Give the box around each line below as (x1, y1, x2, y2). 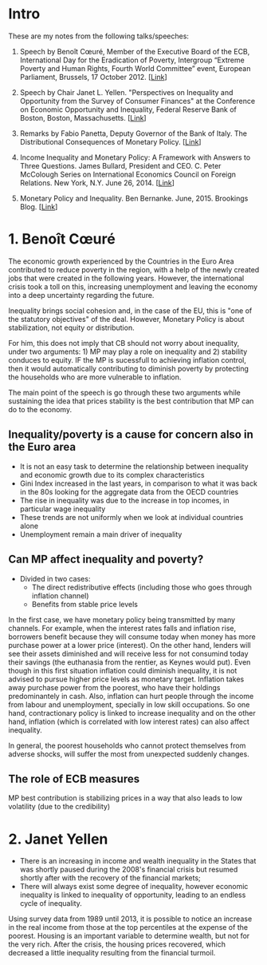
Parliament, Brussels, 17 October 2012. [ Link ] (19, 72, 167, 81)
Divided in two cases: (19, 574, 91, 583)
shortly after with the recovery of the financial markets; (19, 873, 201, 883)
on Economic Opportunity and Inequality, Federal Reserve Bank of (19, 105, 238, 114)
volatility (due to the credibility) (8, 802, 111, 812)
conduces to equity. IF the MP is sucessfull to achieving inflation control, (8, 355, 247, 364)
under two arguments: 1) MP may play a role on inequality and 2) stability (8, 347, 248, 356)
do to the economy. (8, 404, 73, 414)
